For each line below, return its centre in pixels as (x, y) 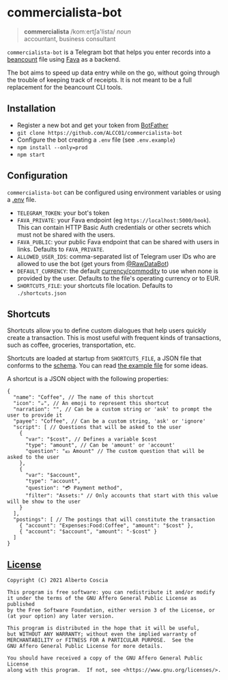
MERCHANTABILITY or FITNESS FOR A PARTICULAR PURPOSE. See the (100, 640)
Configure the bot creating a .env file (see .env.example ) (96, 140)
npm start (31, 155)
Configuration (38, 176)
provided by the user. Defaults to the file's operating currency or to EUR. (118, 278)
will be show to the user (44, 502)
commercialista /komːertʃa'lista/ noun (77, 31)
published (21, 604)
